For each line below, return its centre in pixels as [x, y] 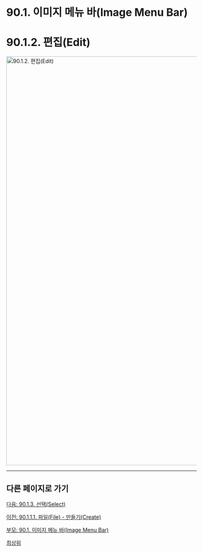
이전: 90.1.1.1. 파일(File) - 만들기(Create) [54, 517]
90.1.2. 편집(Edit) [48, 42]
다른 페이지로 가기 [37, 488]
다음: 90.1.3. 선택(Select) [36, 504]
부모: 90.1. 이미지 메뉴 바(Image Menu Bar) [57, 530]
